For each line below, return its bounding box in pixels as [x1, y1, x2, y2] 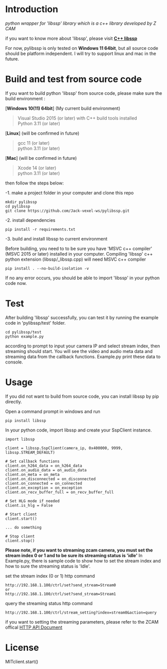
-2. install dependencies [5, 217, 55, 223]
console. [5, 359, 24, 365]
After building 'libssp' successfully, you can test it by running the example [5, 314, 159, 321]
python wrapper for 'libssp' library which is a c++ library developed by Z [5, 20, 156, 26]
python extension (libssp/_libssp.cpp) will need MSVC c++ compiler [5, 256, 146, 262]
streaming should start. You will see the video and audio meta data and [5, 348, 153, 354]
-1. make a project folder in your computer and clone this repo [5, 190, 134, 196]
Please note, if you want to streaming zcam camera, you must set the [5, 547, 153, 553]
